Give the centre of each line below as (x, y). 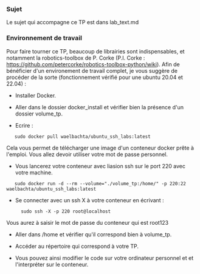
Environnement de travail (44, 38)
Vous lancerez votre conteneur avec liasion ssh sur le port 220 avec (100, 166)
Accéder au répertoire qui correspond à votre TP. (77, 246)
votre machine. (34, 173)
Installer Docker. (36, 95)
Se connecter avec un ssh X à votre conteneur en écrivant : (89, 200)
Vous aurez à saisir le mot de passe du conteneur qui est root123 (88, 222)
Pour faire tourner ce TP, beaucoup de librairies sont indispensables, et (95, 51)
